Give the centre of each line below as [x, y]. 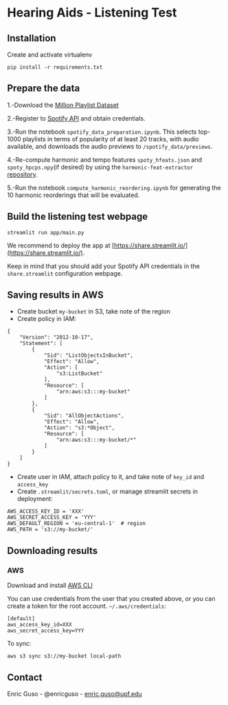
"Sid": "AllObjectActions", [84, 416]
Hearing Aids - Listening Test [92, 13]
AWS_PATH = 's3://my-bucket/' [50, 530]
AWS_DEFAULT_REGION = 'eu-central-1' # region [77, 524]
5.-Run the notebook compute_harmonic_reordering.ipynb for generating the [114, 187]
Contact [25, 677]
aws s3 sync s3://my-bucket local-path [64, 656]
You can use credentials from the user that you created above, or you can [111, 599]
